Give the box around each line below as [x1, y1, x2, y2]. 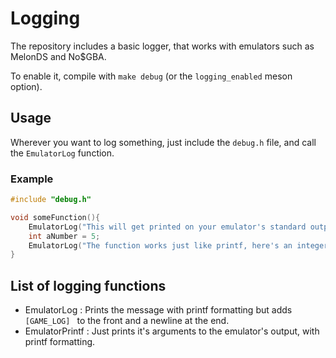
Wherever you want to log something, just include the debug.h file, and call [10, 136, 317, 148]
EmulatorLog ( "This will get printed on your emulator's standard [28, 222, 307, 232]
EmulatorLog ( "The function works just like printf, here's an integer [28, 240, 329, 251]
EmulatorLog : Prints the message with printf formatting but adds [24, 304, 293, 316]
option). [10, 80, 43, 92]
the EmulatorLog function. [10, 147, 115, 159]
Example [10, 172, 54, 186]
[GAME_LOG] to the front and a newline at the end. [24, 315, 230, 327]
